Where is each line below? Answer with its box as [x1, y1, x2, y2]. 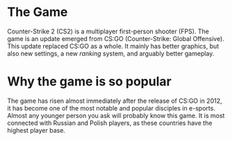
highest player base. [7, 126, 66, 134]
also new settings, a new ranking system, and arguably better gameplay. [7, 49, 215, 58]
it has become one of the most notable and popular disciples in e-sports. [7, 103, 215, 112]
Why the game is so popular [7, 74, 172, 90]
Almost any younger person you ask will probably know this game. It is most [7, 111, 225, 119]
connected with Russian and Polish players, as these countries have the [7, 119, 213, 127]
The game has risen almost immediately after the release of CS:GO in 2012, [7, 97, 222, 105]
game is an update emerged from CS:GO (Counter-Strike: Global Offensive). [7, 34, 224, 42]
